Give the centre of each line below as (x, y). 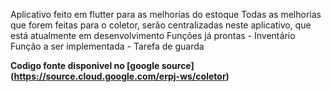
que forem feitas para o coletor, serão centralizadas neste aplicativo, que (161, 25)
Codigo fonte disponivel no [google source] (102, 65)
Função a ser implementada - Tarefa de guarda (107, 46)
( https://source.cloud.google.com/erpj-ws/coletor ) (120, 76)
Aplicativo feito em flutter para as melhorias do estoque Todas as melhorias (166, 14)
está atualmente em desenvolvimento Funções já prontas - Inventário (153, 35)
